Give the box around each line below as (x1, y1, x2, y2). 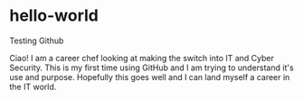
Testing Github (9, 35, 64, 46)
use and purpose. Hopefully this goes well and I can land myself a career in (9, 71, 290, 82)
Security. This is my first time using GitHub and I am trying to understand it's (9, 62, 294, 73)
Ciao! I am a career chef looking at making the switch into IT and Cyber (9, 52, 274, 63)
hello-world (9, 5, 99, 26)
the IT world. (9, 81, 57, 92)
